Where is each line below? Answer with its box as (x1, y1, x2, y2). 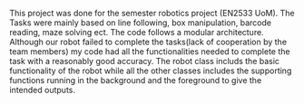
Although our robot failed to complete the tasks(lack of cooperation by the (9, 36, 288, 47)
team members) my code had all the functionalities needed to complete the (9, 46, 290, 57)
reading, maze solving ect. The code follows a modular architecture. (9, 27, 265, 37)
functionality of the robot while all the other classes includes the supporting (9, 65, 292, 76)
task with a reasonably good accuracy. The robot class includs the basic (9, 56, 279, 66)
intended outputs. (9, 85, 75, 95)
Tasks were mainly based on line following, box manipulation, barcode (9, 17, 272, 28)
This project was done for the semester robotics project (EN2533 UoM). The (9, 8, 295, 18)
